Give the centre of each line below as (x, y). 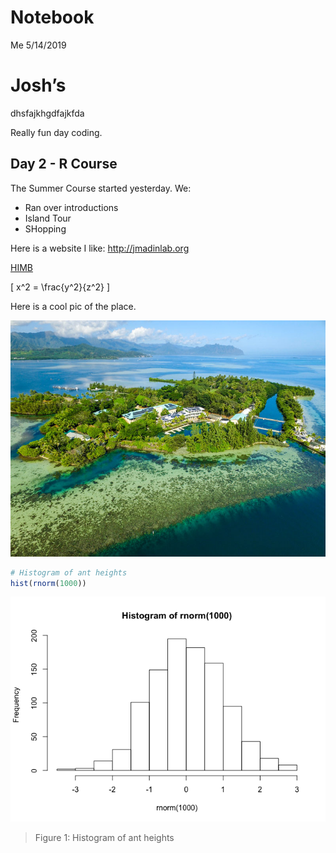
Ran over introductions (71, 207)
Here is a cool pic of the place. (73, 306)
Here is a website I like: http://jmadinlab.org (100, 248)
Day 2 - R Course (64, 164)
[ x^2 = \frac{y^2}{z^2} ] (60, 287)
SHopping (45, 228)
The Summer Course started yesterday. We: (101, 188)
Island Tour (48, 218)
